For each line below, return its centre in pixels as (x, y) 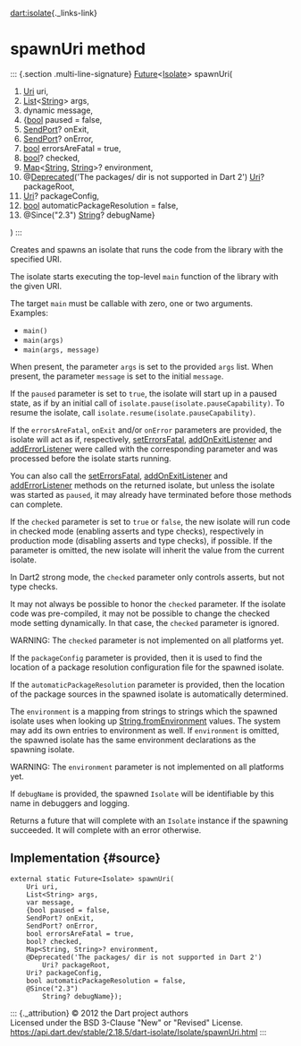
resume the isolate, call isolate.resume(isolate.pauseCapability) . (133, 412)
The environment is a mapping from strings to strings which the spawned (144, 711)
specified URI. (36, 259)
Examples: (29, 313)
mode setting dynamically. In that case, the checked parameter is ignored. (145, 622)
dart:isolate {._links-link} (54, 13)
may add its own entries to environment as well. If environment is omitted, (145, 730)
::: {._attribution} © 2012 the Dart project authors (99, 1013)
